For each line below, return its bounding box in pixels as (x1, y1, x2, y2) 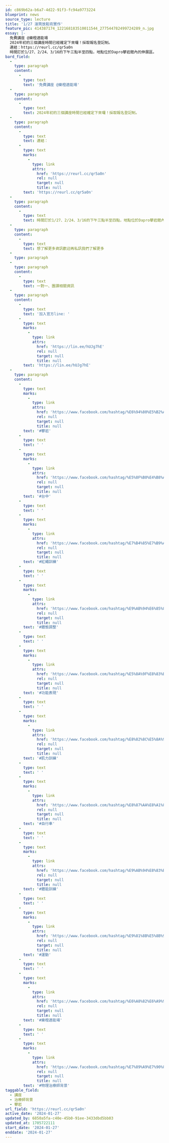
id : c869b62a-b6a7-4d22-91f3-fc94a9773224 (5, 7, 96, 13)
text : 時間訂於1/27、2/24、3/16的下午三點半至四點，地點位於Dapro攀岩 (23, 218, 157, 223)
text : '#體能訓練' (23, 886, 59, 892)
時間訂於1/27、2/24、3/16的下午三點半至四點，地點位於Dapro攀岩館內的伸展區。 (10, 49, 157, 54)
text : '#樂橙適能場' (23, 1017, 63, 1023)
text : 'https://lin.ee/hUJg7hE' (23, 363, 92, 368)
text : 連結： (23, 138, 48, 143)
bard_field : (5, 54, 30, 59)
